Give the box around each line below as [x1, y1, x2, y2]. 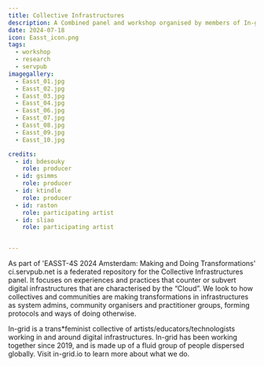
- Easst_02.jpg [15, 84, 65, 93]
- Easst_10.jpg [15, 135, 65, 144]
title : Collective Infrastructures [8, 11, 125, 20]
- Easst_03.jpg [15, 92, 65, 100]
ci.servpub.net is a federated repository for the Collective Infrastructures [8, 267, 244, 276]
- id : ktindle [15, 187, 61, 194]
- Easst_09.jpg [15, 128, 65, 136]
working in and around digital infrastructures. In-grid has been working [8, 332, 238, 342]
